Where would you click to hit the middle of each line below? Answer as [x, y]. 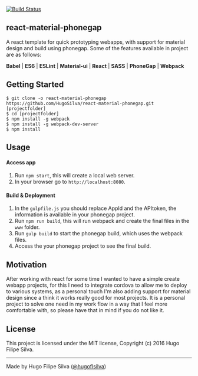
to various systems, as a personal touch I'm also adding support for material [98, 291]
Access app [21, 162]
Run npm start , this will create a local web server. [75, 176]
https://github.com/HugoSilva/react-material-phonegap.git [80, 103]
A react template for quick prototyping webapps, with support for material [96, 42]
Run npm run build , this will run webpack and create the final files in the [102, 221]
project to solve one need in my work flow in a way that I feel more [87, 304]
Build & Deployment [31, 195]
